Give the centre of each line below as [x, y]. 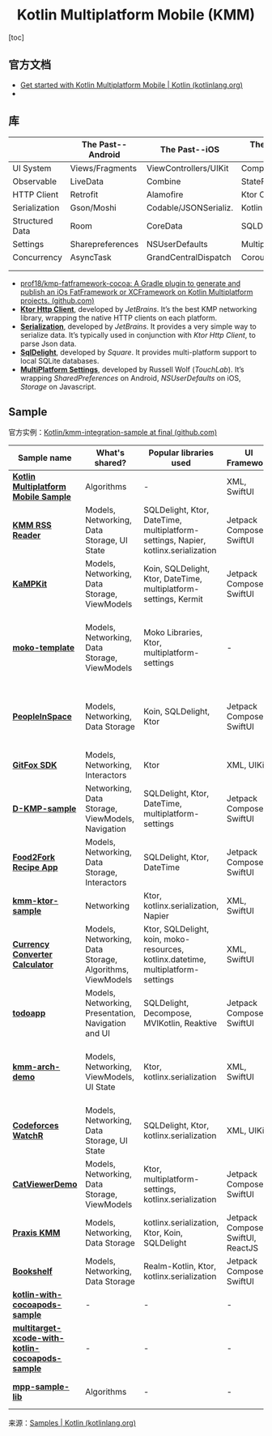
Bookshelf [32, 1272]
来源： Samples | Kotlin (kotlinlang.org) [72, 1423]
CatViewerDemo [45, 1184]
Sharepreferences [104, 244]
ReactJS [242, 1248]
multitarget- [37, 1328]
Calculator [33, 965]
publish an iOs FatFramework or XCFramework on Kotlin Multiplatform [136, 292]
